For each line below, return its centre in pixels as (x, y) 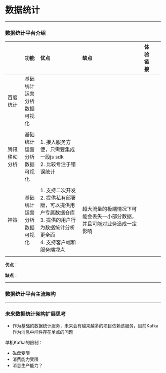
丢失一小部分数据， (114, 216)
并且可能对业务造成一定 (109, 224)
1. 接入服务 (53, 142)
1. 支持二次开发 (58, 190)
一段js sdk (52, 157)
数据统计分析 (60, 227)
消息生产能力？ (27, 365)
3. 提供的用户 (56, 220)
